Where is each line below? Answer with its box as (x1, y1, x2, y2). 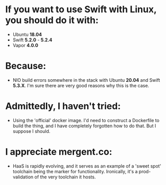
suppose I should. (12, 128, 51, 134)
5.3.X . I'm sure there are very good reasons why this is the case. (12, 82, 150, 88)
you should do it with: (5, 14, 99, 26)
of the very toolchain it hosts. (34, 174, 96, 180)
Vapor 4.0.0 (12, 42, 38, 48)
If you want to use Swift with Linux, (5, 4, 157, 15)
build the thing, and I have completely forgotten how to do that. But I (12, 123, 156, 129)
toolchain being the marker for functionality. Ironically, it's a (12, 168, 138, 174)
